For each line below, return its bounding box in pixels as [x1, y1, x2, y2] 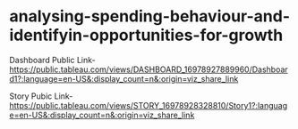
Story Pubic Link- [9, 91, 73, 101]
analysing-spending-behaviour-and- [9, 6, 291, 27]
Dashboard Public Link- [9, 54, 96, 65]
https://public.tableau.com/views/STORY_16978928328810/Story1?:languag [9, 100, 288, 110]
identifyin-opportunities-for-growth [9, 25, 284, 45]
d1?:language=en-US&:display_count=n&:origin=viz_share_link [9, 73, 239, 84]
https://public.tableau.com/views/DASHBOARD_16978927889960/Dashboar [9, 64, 288, 75]
